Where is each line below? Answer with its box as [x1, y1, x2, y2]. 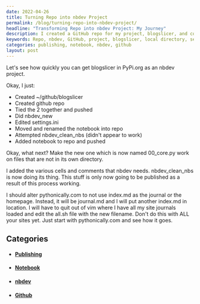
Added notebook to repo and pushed [14, 138, 106, 145]
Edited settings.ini [14, 119, 59, 126]
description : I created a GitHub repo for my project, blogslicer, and [6, 31, 187, 37]
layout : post [6, 48, 39, 54]
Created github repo [14, 100, 65, 107]
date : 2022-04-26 [6, 8, 49, 15]
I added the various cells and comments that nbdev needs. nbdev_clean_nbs [6, 167, 194, 174]
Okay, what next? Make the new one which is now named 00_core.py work [6, 149, 189, 156]
